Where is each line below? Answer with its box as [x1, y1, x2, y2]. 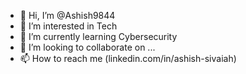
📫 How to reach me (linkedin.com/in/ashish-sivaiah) [19, 53, 237, 64]
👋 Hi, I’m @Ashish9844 [19, 10, 116, 21]
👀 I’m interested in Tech [19, 20, 118, 32]
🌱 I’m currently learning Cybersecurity [19, 31, 178, 42]
